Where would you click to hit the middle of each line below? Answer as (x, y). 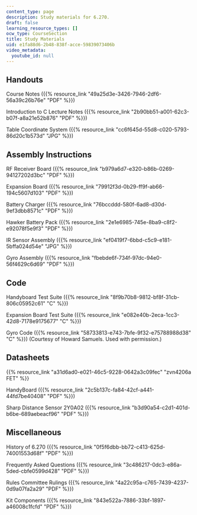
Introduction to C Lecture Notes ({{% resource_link (68, 112)
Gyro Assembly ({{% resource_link (48, 258)
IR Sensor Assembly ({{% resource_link (54, 240)
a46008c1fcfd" (24, 506)
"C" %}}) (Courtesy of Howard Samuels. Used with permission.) (84, 339)
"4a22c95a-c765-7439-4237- (152, 482)
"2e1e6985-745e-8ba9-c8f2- (141, 222)
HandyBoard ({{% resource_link (45, 390)
